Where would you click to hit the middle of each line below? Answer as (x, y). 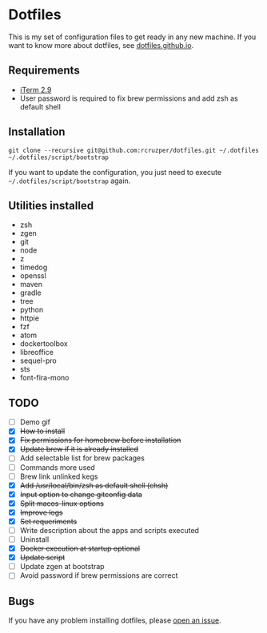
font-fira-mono (44, 378)
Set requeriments (48, 521)
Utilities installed (51, 205)
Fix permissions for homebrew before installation (100, 440)
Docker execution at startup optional (80, 548)
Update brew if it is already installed (79, 449)
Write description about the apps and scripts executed (110, 530)
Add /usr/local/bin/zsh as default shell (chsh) (94, 485)
